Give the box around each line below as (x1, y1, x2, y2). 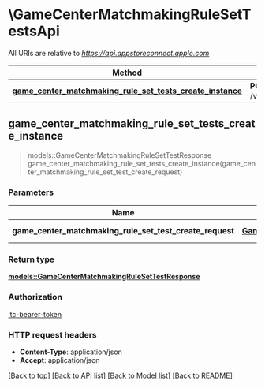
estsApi (8, 22, 61, 40)
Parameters (8, 187, 54, 198)
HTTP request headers (8, 329, 97, 340)
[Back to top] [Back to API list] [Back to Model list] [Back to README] (8, 371, 233, 380)
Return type (8, 254, 55, 265)
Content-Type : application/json (19, 347, 122, 356)
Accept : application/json (19, 355, 100, 364)
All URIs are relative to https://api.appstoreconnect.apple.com (8, 48, 210, 58)
